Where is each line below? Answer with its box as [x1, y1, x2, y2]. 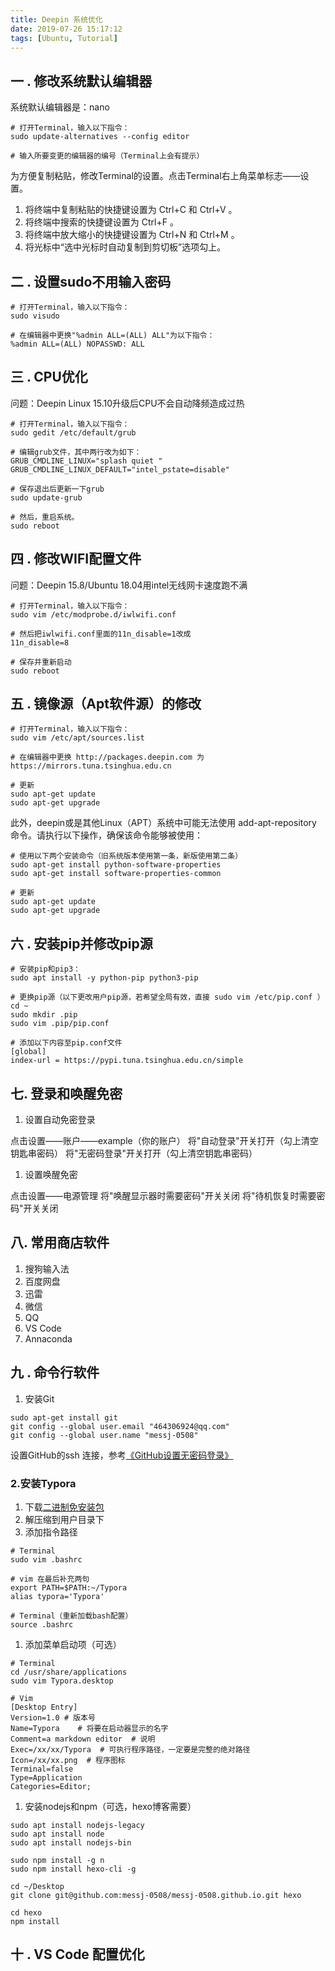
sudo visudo [10, 311, 60, 321]
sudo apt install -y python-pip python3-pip [10, 973, 199, 983]
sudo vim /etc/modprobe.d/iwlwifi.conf [10, 609, 177, 620]
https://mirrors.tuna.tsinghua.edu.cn [10, 761, 172, 771]
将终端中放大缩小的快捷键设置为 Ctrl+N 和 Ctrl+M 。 [24, 229, 240, 241]
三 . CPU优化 [10, 369, 88, 386]
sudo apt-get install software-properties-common [10, 869, 222, 879]
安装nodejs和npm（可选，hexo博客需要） [24, 1800, 197, 1812]
